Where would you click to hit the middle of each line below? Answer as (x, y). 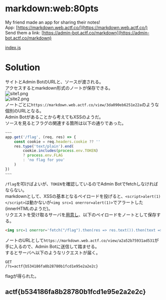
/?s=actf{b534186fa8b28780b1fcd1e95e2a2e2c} (52, 266)
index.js (13, 47)
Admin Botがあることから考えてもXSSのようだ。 (54, 117)
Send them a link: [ (24, 33)
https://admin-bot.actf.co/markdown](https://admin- (96, 33)
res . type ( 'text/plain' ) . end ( (44, 146)
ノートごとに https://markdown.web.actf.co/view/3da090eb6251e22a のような (82, 105)
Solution (23, 68)
